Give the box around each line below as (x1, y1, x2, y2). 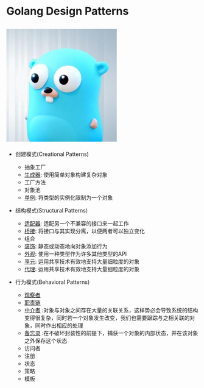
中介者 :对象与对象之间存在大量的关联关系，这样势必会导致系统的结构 (24, 306, 199, 314)
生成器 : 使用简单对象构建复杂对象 (24, 171, 108, 178)
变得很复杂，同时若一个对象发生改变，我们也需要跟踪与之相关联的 (24, 314, 190, 321)
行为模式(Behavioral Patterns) (15, 278, 90, 286)
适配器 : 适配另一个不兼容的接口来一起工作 (24, 220, 129, 227)
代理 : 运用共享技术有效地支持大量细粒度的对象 (24, 266, 140, 272)
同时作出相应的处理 (35, 322, 83, 329)
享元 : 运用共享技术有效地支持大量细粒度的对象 (24, 258, 140, 265)
